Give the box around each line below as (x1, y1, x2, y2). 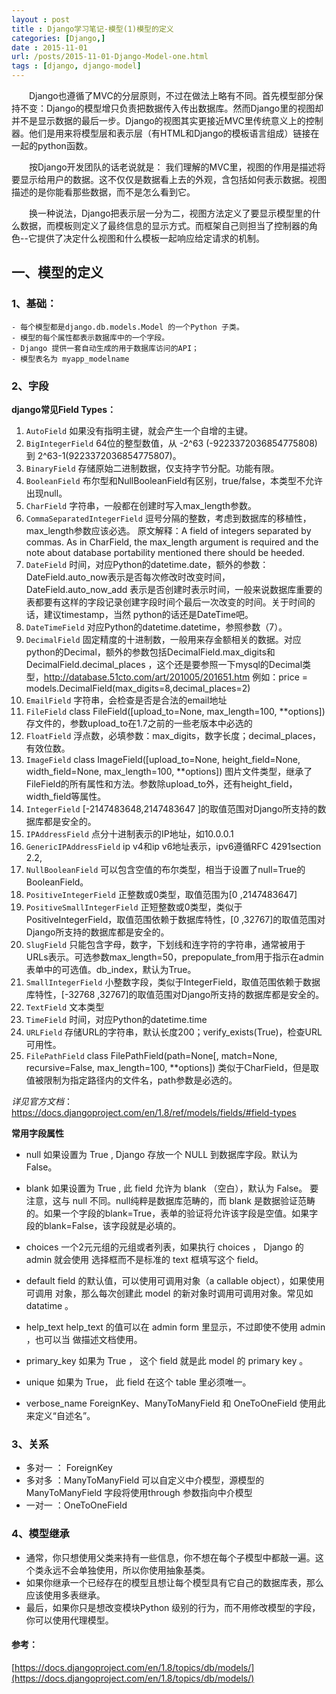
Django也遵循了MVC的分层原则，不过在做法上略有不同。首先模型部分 (28, 90, 315, 101)
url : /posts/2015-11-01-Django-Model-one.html (11, 52, 209, 62)
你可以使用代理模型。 (25, 1614, 114, 1626)
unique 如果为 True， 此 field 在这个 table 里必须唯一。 (25, 1376, 252, 1388)
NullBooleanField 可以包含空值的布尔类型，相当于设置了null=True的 (25, 863, 306, 875)
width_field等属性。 (25, 790, 107, 802)
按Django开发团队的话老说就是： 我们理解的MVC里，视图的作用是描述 (28, 161, 318, 173)
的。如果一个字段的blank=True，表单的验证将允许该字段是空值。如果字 (25, 1207, 319, 1219)
